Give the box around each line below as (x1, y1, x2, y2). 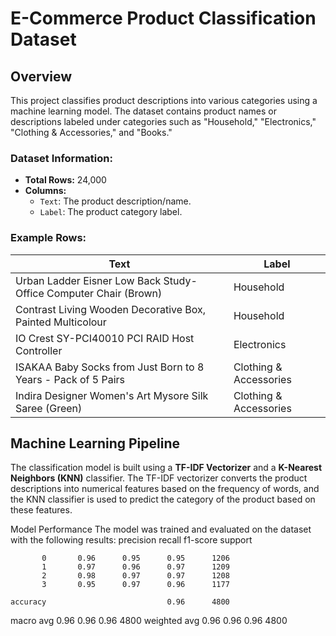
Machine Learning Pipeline (10, 435, 181, 452)
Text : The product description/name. (39, 195, 192, 207)
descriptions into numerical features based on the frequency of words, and (10, 483, 320, 495)
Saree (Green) (15, 401, 83, 415)
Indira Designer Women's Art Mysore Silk (15, 388, 209, 402)
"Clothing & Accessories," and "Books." (10, 127, 173, 138)
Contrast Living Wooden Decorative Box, (15, 302, 207, 316)
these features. (10, 504, 73, 516)
